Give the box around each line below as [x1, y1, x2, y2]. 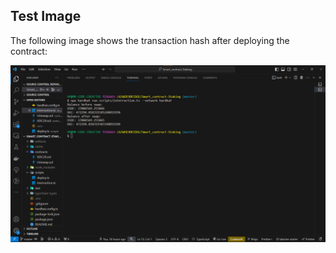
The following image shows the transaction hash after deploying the [10, 34, 290, 46]
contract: [10, 45, 48, 57]
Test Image [10, 8, 82, 25]
